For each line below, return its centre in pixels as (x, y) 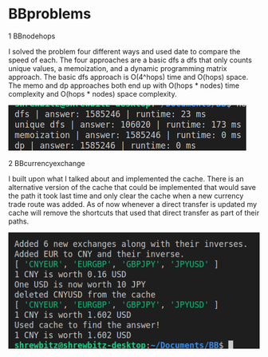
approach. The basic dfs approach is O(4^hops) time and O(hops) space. (128, 77)
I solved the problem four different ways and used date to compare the (124, 51)
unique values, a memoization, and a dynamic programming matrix (118, 68)
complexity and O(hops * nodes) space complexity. (93, 93)
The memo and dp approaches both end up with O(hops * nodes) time (124, 85)
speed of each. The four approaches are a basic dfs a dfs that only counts (130, 60)
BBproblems (50, 14)
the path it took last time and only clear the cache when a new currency (126, 196)
